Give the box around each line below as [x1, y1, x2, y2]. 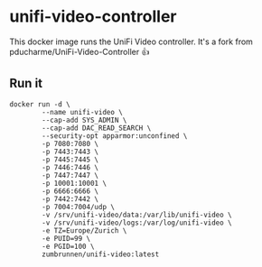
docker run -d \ [9, 99, 70, 109]
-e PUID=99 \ [42, 234, 91, 243]
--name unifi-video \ [42, 107, 124, 116]
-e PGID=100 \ [42, 242, 95, 251]
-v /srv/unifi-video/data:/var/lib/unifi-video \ [42, 210, 232, 219]
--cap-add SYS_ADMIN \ [42, 115, 127, 124]
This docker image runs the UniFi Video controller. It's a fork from [9, 36, 253, 47]
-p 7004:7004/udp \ [42, 202, 116, 211]
